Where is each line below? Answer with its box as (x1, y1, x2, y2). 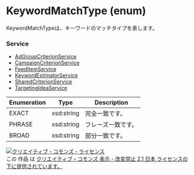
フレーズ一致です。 (85, 121, 138, 129)
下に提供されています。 (6, 163, 63, 170)
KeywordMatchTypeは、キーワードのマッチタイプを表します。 (6, 24, 158, 31)
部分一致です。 (85, 132, 127, 140)
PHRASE (9, 120, 33, 128)
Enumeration (9, 99, 46, 107)
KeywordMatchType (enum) (6, 4, 147, 18)
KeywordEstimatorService (14, 72, 78, 79)
